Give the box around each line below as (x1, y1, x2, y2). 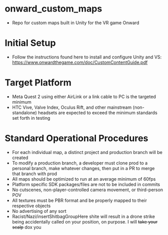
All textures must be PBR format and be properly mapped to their (12, 197, 147, 203)
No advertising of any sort (12, 208, 67, 214)
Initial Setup (5, 37, 56, 49)
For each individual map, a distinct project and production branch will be (12, 149, 162, 155)
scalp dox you (12, 224, 41, 230)
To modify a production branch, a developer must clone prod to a (12, 160, 148, 166)
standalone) (12, 109, 37, 116)
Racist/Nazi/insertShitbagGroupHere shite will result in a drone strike (12, 213, 155, 219)
